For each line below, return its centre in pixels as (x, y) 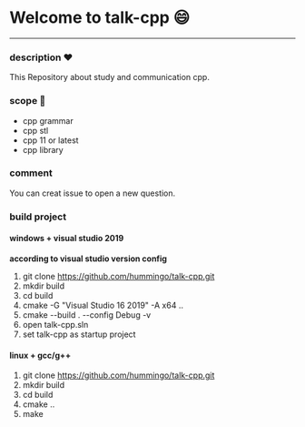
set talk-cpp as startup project (79, 334)
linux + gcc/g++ (40, 355)
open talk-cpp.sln (55, 324)
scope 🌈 (28, 101)
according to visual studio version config (89, 259)
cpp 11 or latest (50, 140)
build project (38, 217)
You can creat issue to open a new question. (93, 193)
